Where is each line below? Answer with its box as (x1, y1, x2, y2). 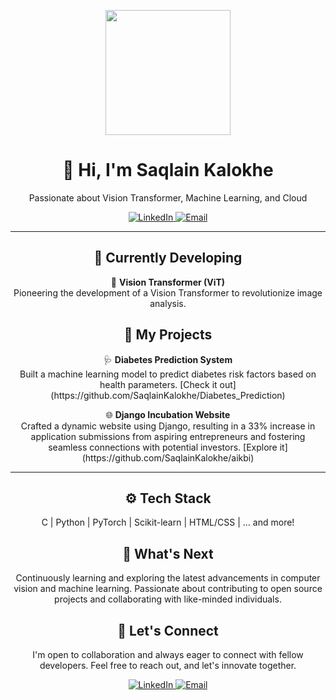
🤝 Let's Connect (117, 622, 219, 639)
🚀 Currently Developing (93, 250, 243, 267)
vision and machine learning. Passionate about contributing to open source (13, 583, 323, 595)
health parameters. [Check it (99, 378, 218, 390)
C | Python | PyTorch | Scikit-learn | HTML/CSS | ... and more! (41, 516, 295, 529)
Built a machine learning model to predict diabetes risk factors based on (19, 368, 317, 380)
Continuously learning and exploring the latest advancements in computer (15, 572, 321, 584)
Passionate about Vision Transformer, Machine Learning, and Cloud (28, 191, 308, 204)
